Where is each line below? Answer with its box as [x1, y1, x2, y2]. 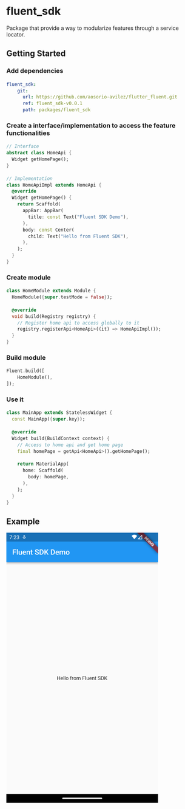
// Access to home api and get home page [17, 442, 123, 448]
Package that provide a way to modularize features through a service [6, 24, 179, 32]
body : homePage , [28, 474, 69, 480]
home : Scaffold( [22, 467, 64, 473]
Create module [6, 273, 51, 281]
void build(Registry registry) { [12, 313, 96, 320]
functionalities [6, 129, 50, 137]
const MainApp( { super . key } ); [12, 416, 86, 422]
